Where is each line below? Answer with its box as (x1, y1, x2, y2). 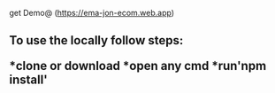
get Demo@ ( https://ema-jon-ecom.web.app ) (9, 8, 175, 18)
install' (9, 73, 49, 88)
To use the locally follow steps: (9, 33, 184, 48)
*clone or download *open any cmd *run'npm (9, 58, 267, 74)
